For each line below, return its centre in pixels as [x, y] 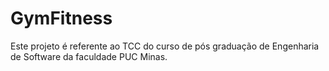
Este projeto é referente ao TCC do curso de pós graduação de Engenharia [165, 46]
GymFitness [61, 18]
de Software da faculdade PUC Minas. [89, 56]
